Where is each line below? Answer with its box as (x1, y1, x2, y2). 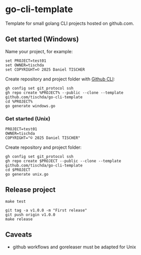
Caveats (5, 230, 32, 239)
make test (5, 199, 26, 204)
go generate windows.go (5, 103, 56, 108)
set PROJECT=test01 (5, 58, 47, 63)
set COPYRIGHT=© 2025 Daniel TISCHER (5, 67, 85, 72)
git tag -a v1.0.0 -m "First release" (5, 207, 87, 213)
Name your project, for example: (5, 48, 73, 54)
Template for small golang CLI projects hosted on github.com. (5, 20, 134, 26)
